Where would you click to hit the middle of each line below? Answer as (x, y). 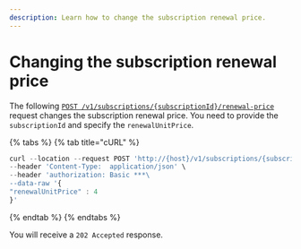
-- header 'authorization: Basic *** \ (80, 176)
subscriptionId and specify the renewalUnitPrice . (102, 124)
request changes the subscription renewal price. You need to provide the (144, 115)
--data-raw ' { (36, 184)
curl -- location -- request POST (69, 159)
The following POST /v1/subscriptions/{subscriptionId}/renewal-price (142, 106)
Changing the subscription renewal (143, 61)
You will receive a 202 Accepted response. (86, 235)
